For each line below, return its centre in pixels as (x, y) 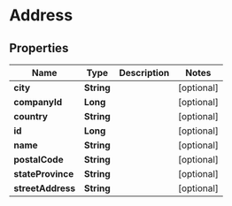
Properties (39, 48)
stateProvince (44, 174)
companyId (38, 102)
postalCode (39, 160)
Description (144, 73)
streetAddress (45, 188)
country (31, 116)
